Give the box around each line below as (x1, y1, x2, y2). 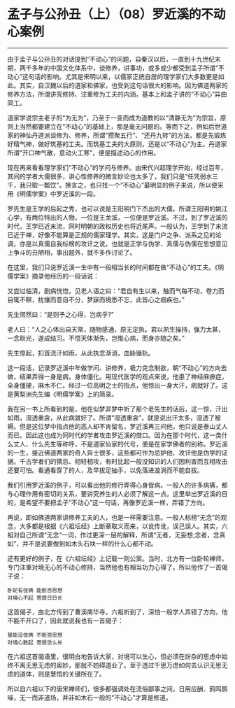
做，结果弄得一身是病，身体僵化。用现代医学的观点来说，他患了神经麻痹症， (7, 372, 228, 381)
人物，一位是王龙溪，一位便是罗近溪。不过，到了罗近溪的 (62, 213, 228, 221)
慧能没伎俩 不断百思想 (7, 631, 63, 639)
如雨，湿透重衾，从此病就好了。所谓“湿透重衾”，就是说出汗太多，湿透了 (7, 413, 215, 422)
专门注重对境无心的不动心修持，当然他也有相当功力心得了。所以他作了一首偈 (7, 562, 228, 571)
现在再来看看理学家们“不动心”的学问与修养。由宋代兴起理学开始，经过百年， (7, 163, 227, 171)
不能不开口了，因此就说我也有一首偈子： (7, 616, 124, 625)
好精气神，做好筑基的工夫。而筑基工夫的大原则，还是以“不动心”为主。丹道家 (7, 139, 227, 148)
